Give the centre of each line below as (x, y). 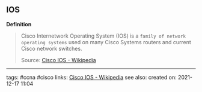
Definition (19, 24)
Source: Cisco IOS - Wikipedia (58, 60)
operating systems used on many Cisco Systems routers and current (106, 42)
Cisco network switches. (51, 48)
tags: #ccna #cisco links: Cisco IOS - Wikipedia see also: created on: (91, 77)
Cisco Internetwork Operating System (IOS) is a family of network (103, 36)
